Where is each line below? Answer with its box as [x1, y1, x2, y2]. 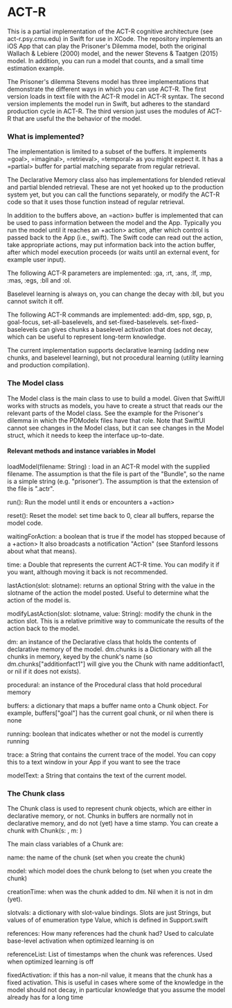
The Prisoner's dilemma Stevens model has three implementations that [7, 77, 209, 85]
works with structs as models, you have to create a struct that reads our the [7, 401, 223, 410]
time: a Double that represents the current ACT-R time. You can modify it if [7, 560, 220, 569]
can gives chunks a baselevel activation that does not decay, [39, 326, 213, 334]
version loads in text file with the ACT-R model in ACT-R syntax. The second [7, 92, 224, 101]
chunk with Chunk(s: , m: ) [7, 827, 82, 835]
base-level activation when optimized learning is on [7, 936, 154, 945]
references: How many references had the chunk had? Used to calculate [7, 930, 214, 938]
